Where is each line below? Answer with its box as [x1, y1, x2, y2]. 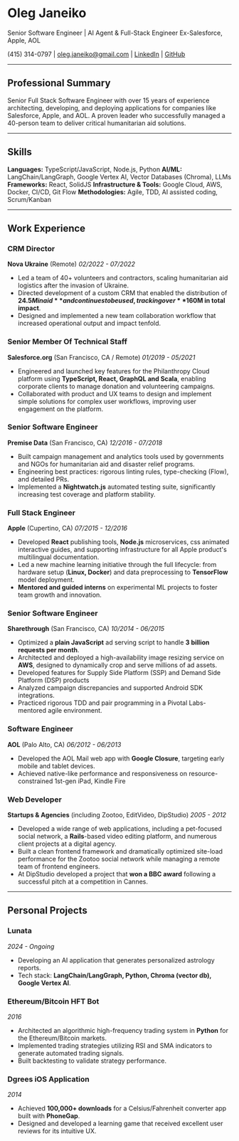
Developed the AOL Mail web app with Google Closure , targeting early [17, 754, 225, 763]
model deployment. [17, 575, 75, 584]
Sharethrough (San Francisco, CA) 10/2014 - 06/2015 [7, 625, 165, 633]
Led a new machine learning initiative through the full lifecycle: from [17, 561, 217, 569]
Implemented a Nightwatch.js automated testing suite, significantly [17, 482, 216, 491]
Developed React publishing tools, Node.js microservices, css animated [17, 538, 230, 546]
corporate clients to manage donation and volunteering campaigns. [17, 382, 216, 391]
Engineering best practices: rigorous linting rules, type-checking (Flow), [17, 467, 229, 476]
